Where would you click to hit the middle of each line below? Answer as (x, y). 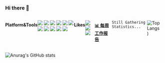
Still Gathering (129, 23)
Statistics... (126, 27)
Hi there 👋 (17, 8)
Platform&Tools (21, 25)
